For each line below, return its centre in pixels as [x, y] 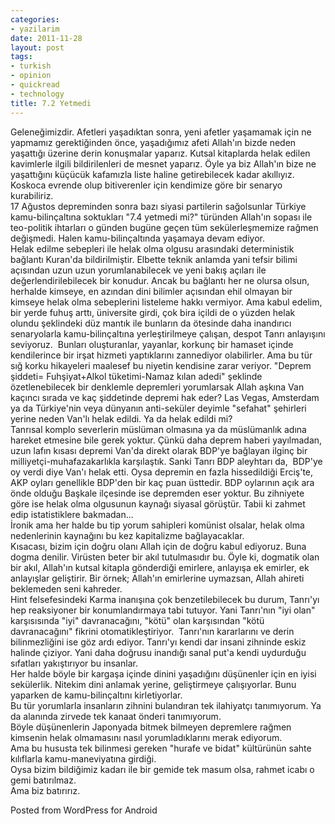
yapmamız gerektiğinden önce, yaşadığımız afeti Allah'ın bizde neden [153, 142]
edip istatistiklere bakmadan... [72, 514]
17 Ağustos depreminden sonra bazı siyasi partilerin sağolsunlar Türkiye [158, 206]
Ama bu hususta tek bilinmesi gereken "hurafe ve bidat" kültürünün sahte [161, 748]
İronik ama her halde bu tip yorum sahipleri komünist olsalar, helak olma [157, 525]
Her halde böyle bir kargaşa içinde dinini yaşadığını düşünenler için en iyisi [163, 673]
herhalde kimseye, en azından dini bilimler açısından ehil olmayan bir [151, 291]
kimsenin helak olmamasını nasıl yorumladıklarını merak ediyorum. [146, 737]
